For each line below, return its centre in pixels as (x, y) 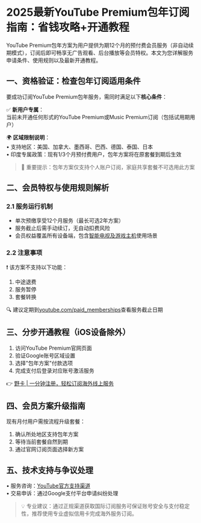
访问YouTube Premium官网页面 (53, 348)
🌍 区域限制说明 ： (28, 137)
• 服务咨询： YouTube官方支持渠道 (48, 486)
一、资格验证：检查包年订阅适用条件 (73, 81)
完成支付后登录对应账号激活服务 (54, 370)
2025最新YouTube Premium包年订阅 (98, 12)
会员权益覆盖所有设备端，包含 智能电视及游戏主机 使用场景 (86, 236)
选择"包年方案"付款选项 (44, 363)
